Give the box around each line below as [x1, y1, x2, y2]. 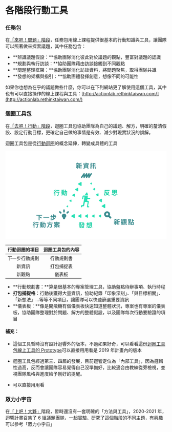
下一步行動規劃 [7, 255, 39, 261]
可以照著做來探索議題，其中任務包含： [5, 43, 86, 49]
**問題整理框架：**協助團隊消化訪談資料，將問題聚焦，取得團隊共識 [12, 67, 157, 73]
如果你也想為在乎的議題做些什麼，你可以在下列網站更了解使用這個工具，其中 [5, 84, 167, 90]
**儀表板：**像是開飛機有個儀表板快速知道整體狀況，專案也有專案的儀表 [12, 303, 165, 309]
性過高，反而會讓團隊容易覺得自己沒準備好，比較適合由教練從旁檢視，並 [12, 364, 165, 371]
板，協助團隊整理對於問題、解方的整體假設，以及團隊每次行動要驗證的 [12, 309, 161, 315]
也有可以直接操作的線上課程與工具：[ [5, 91, 83, 97]
